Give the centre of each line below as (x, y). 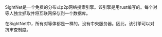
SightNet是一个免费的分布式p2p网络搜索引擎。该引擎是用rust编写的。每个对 (81, 7)
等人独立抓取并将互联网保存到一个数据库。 (48, 13)
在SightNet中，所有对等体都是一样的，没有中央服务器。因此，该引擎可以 (78, 24)
